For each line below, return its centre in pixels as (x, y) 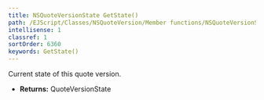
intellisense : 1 (35, 30)
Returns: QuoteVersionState (65, 89)
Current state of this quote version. (65, 74)
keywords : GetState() (44, 52)
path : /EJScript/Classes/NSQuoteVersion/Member (88, 23)
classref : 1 (27, 37)
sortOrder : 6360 (35, 45)
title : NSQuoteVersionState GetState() (73, 15)
